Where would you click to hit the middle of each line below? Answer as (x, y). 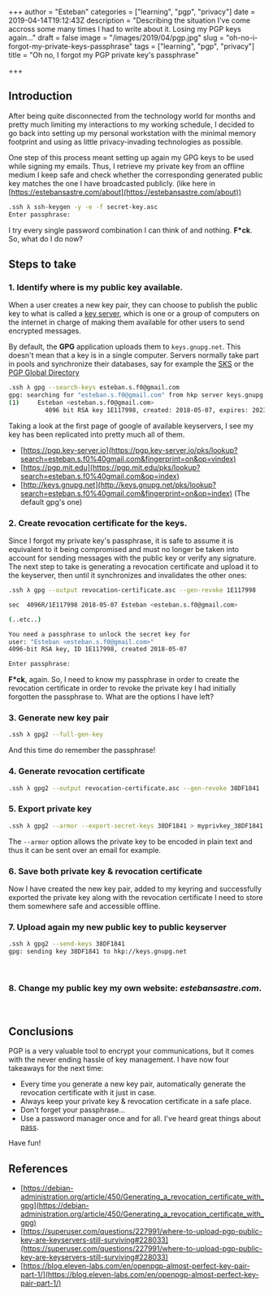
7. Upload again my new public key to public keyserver (118, 927)
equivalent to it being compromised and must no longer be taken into (124, 550)
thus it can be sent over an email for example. (84, 850)
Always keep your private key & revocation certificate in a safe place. (136, 1102)
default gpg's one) (51, 502)
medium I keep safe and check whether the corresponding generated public (136, 175)
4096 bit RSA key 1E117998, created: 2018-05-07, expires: (147, 410)
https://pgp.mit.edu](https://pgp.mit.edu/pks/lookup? (112, 468)
